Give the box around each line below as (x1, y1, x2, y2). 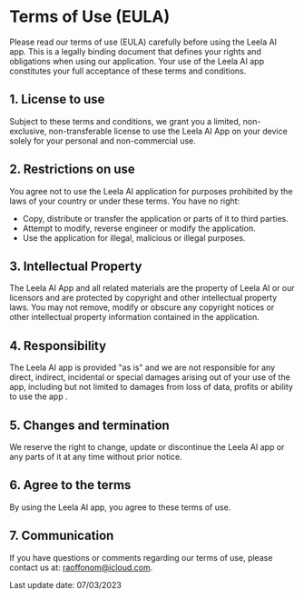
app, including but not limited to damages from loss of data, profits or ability (9, 382, 293, 393)
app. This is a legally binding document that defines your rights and (9, 45, 261, 56)
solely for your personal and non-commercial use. (9, 135, 197, 146)
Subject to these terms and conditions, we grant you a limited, (9, 115, 241, 126)
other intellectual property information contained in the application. (9, 312, 260, 323)
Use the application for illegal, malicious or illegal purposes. (22, 232, 246, 243)
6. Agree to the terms (9, 477, 132, 493)
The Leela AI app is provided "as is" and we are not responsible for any (9, 362, 276, 374)
